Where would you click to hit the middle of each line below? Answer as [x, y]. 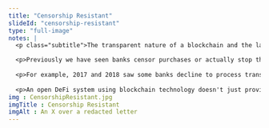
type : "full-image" [41, 30]
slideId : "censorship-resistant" [64, 23]
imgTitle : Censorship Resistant [64, 105]
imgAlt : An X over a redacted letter [73, 112]
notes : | [23, 38]
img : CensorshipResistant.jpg [60, 97]
